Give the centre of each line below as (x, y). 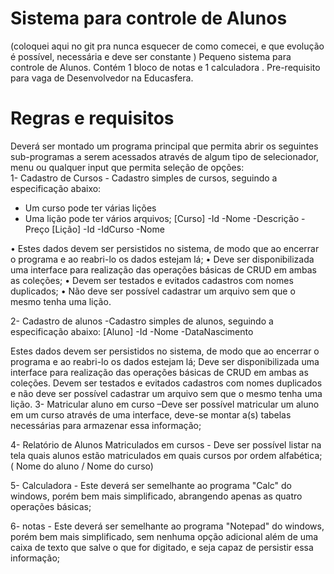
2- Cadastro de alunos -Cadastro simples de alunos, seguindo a (142, 321)
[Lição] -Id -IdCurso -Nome (108, 229)
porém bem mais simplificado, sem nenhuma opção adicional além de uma (164, 536)
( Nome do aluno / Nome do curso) (82, 466)
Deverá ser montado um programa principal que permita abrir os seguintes (164, 146)
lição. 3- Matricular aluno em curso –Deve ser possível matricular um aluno (165, 404)
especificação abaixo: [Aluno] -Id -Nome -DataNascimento (132, 331)
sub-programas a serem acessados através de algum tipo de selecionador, (164, 156)
